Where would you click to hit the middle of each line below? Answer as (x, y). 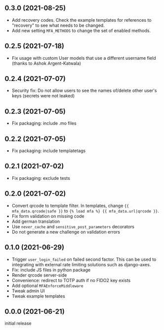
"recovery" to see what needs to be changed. (58, 25)
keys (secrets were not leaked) (43, 96)
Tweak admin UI (28, 290)
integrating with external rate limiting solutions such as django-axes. (81, 264)
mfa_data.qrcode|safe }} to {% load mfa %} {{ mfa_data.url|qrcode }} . (85, 211)
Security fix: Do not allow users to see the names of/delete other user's (84, 90)
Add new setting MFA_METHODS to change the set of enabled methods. (81, 30)
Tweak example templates (38, 296)
